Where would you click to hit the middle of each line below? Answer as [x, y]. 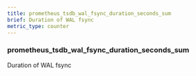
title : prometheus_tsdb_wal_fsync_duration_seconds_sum [89, 13]
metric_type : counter [38, 26]
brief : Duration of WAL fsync [51, 20]
